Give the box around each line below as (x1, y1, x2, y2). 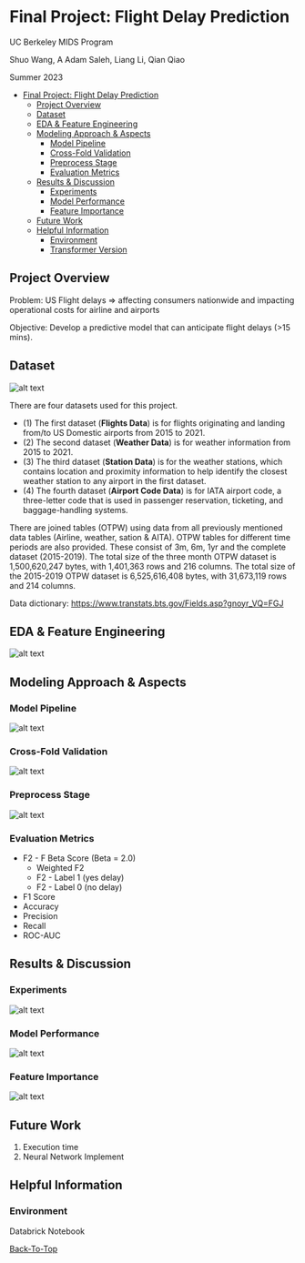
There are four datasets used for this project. (9, 399, 178, 410)
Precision (22, 910, 58, 921)
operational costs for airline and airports (9, 304, 160, 315)
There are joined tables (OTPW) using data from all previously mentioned (9, 521, 284, 533)
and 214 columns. (9, 580, 76, 591)
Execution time (22, 1142, 79, 1153)
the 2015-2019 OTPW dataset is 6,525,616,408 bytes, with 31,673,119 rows (9, 571, 287, 581)
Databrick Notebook (9, 1226, 86, 1237)
